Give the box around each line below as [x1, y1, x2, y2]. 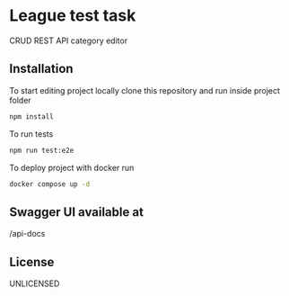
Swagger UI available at [9, 204, 144, 220]
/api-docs [9, 229, 46, 239]
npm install [9, 112, 54, 121]
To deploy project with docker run [9, 162, 135, 173]
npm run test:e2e [9, 146, 74, 155]
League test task [9, 5, 136, 26]
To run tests [9, 128, 54, 139]
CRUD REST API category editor [9, 35, 128, 46]
